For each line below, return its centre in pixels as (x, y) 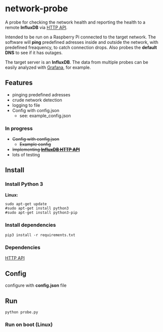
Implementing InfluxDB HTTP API (46, 150)
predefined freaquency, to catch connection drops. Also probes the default (81, 47)
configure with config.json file (36, 285)
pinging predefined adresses (41, 94)
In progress (19, 128)
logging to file (26, 105)
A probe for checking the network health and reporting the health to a (75, 22)
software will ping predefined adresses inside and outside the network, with (82, 42)
